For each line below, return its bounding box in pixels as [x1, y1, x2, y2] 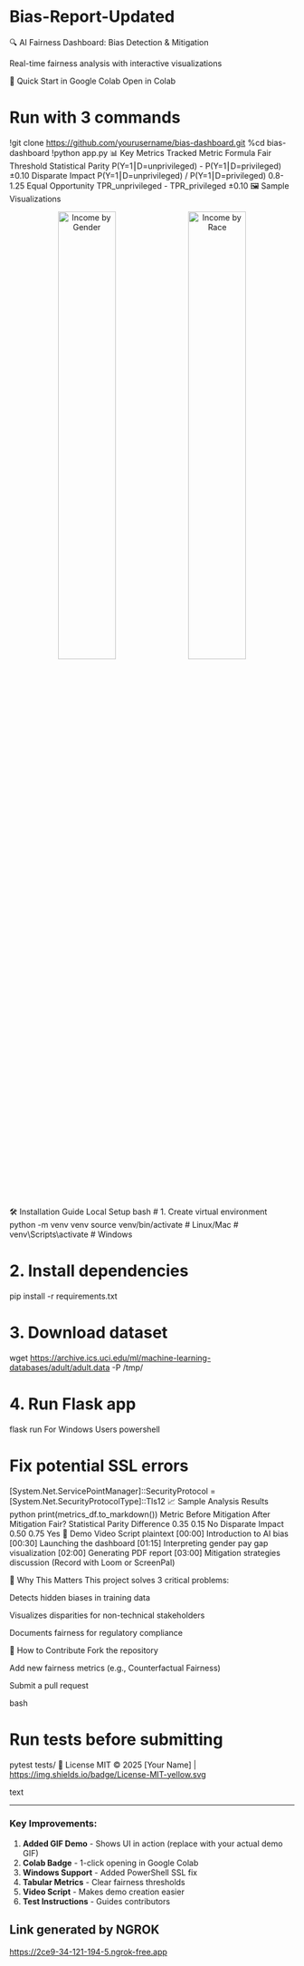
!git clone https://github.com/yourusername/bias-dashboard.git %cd [9, 137, 265, 148]
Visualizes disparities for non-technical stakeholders [9, 1610, 205, 1620]
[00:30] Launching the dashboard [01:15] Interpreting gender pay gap [9, 1537, 269, 1548]
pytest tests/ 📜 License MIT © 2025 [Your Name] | [9, 1759, 197, 1770]
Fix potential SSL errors [9, 1455, 189, 1475]
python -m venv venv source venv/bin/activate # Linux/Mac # [9, 1219, 239, 1230]
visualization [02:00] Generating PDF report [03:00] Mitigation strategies [9, 1547, 280, 1558]
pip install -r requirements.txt [9, 1290, 118, 1301]
